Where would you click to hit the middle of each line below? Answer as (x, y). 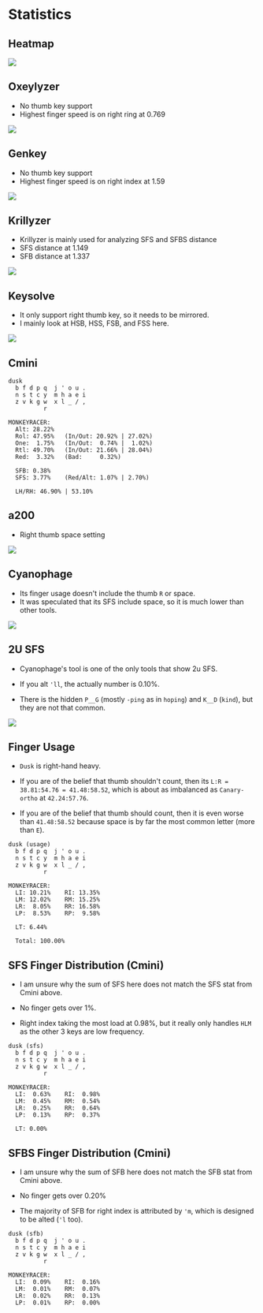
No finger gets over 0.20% (63, 1196)
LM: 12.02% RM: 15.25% (58, 900)
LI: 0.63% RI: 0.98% (58, 1095)
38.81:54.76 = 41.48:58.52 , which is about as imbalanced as (119, 789)
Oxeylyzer (34, 87)
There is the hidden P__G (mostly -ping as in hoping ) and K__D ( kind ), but (136, 699)
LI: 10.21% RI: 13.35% (58, 893)
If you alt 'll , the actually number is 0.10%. (89, 684)
